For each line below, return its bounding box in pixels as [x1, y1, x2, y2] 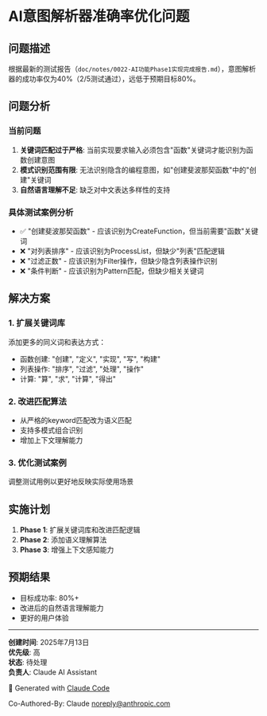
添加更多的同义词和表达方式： [8, 337, 106, 346]
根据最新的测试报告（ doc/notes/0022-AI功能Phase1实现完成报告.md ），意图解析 [8, 65, 257, 73]
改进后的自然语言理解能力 [19, 603, 104, 612]
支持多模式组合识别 [19, 425, 83, 435]
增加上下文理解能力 [19, 435, 83, 444]
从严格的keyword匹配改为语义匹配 [19, 415, 133, 425]
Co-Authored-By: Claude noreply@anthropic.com [8, 698, 171, 708]
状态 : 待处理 [8, 657, 48, 667]
